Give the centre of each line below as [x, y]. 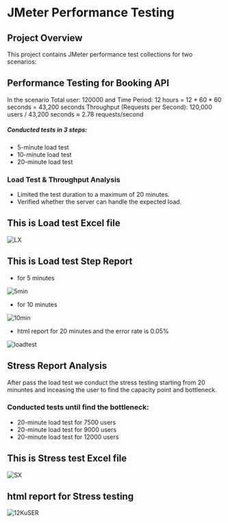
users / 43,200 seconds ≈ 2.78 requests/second [75, 114]
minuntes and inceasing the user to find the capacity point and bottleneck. [112, 389]
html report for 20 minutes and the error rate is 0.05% [93, 331]
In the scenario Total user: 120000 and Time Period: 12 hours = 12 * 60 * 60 [114, 99]
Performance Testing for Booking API [88, 83]
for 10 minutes [37, 304]
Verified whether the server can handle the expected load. [99, 202]
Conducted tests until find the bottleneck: [78, 407]
